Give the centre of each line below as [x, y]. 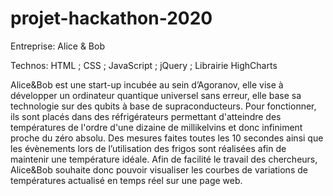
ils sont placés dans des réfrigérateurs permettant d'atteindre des [146, 116]
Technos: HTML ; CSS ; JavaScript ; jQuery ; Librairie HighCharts [144, 65]
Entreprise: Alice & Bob [57, 46]
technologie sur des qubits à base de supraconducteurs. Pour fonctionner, [163, 106]
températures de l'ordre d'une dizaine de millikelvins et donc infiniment [156, 127]
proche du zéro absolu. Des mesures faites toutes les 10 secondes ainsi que [167, 138]
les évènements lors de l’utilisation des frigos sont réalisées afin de [148, 148]
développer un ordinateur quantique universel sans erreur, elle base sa [156, 95]
